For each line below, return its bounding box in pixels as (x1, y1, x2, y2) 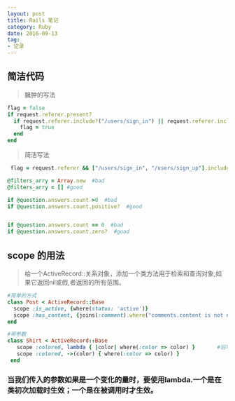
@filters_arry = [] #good (7, 184, 83, 191)
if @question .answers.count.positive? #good (7, 203, 142, 210)
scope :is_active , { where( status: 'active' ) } (13, 305, 149, 312)
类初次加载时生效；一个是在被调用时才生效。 (7, 385, 158, 395)
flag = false (7, 104, 45, 111)
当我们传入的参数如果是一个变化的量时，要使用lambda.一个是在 (7, 374, 222, 384)
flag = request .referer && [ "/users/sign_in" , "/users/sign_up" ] (10, 165, 205, 172)
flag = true (20, 124, 55, 131)
